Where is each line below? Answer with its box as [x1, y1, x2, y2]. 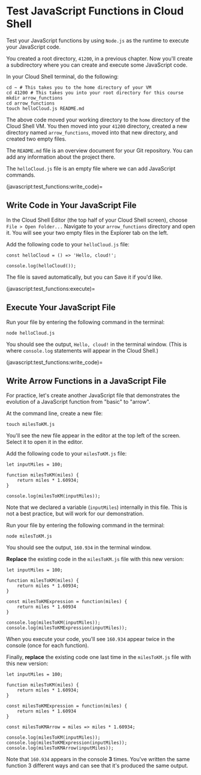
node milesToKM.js [6, 533, 52, 539]
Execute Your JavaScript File [6, 302, 116, 313]
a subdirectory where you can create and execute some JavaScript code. [6, 61, 188, 68]
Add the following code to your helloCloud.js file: [6, 240, 130, 248]
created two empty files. [6, 135, 67, 142]
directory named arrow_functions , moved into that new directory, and [6, 129, 178, 136]
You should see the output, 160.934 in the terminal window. [6, 544, 152, 551]
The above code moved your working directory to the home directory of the [6, 116, 190, 123]
